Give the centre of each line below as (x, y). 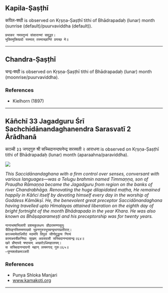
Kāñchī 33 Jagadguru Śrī (45, 121)
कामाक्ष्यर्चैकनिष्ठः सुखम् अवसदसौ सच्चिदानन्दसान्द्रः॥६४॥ (45, 238)
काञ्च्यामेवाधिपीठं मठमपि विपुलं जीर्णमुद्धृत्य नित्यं (38, 234)
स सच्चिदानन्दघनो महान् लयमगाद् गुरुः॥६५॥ (37, 247)
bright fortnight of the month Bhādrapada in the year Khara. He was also (80, 211)
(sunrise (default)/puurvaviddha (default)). (49, 26)
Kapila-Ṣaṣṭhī (27, 8)
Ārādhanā (21, 137)
